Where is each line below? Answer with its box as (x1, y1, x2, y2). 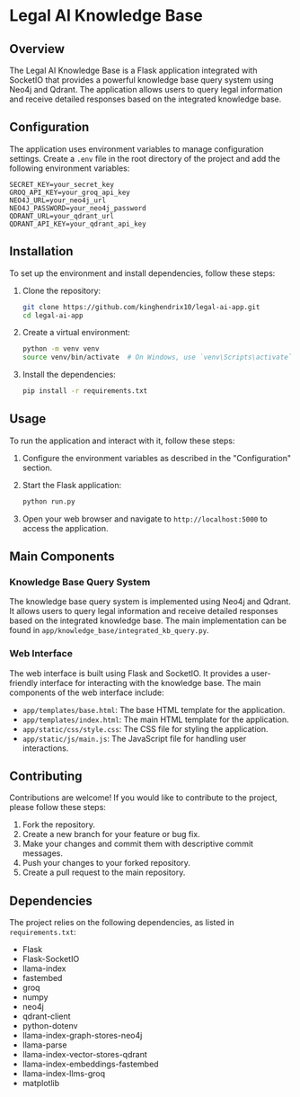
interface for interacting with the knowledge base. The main (40, 677, 261, 688)
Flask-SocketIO (22, 954, 80, 965)
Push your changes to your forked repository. (22, 858, 191, 869)
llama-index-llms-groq (22, 1068, 106, 1079)
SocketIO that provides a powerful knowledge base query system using (9, 75, 274, 85)
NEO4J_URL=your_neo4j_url (9, 195, 106, 205)
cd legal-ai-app (22, 311, 84, 320)
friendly (9, 677, 39, 688)
